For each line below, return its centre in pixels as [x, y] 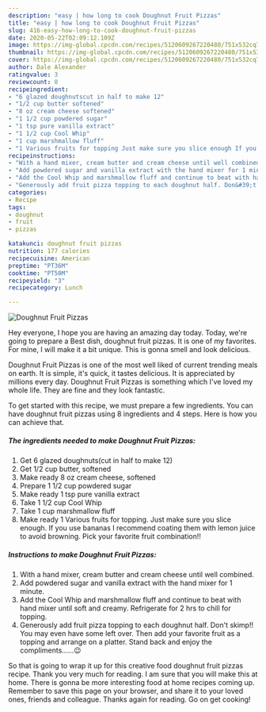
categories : [28, 192]
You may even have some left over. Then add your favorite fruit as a [130, 634]
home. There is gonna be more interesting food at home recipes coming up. [131, 683]
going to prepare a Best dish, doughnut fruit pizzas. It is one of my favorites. [133, 341]
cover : [19, 60]
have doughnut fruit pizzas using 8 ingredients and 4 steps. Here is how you [133, 414]
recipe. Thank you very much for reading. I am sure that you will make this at [133, 674]
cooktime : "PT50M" [38, 273]
